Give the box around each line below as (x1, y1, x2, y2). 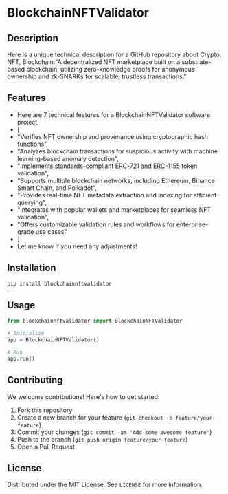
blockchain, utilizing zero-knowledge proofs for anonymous (26, 65, 195, 73)
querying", (16, 198, 47, 206)
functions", (16, 140, 48, 148)
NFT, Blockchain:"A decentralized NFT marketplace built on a (7, 58, 181, 66)
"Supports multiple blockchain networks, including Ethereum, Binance (16, 176, 215, 184)
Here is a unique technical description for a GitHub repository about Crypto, (7, 50, 222, 58)
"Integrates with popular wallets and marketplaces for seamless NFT (16, 205, 212, 214)
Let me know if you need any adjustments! (16, 242, 137, 250)
